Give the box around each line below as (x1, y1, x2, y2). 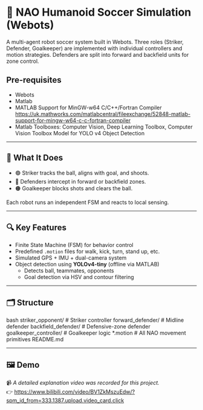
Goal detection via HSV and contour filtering (24, 274, 134, 281)
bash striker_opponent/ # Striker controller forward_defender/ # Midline (6, 316, 184, 324)
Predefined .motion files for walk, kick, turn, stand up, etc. (14, 248, 160, 255)
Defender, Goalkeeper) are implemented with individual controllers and (6, 45, 182, 52)
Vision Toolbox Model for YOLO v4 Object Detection (14, 129, 145, 136)
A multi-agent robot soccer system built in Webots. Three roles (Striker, (6, 38, 184, 45)
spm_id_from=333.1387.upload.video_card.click (6, 397, 124, 404)
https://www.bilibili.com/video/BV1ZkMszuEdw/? (14, 388, 135, 395)
